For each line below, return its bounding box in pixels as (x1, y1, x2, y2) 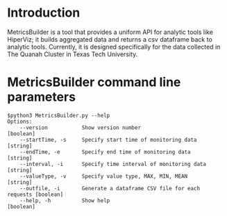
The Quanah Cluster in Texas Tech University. (7, 50, 138, 58)
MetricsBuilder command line (7, 74, 181, 90)
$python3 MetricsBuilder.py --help (7, 112, 110, 119)
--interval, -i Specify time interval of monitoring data (19, 160, 207, 167)
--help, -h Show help (19, 197, 110, 204)
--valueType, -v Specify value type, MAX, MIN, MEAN (19, 172, 188, 180)
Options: (7, 118, 33, 125)
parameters (7, 89, 76, 105)
